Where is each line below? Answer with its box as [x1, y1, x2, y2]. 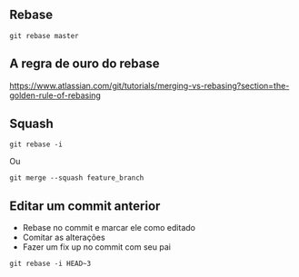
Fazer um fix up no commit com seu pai [22, 242, 171, 252]
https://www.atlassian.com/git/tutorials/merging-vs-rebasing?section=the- [9, 80, 290, 91]
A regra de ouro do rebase [9, 56, 161, 72]
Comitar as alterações [22, 232, 106, 243]
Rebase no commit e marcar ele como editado [22, 223, 195, 233]
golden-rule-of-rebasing [9, 90, 102, 101]
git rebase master [9, 31, 79, 40]
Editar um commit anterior [9, 198, 161, 213]
